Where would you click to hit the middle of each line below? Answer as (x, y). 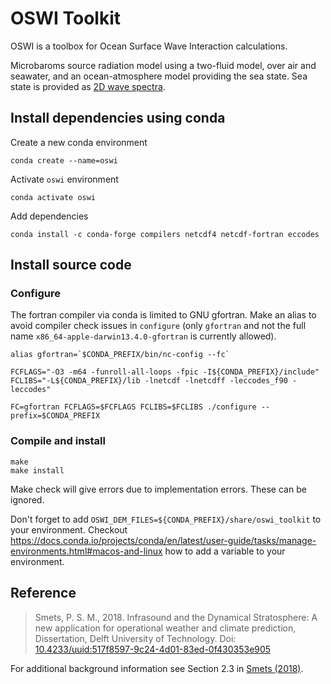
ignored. (27, 499)
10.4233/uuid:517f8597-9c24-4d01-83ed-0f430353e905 (153, 649)
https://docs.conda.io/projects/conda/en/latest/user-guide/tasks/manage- (163, 540)
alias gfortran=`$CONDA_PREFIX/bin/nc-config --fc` (120, 355)
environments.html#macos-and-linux (86, 551)
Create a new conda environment (79, 142)
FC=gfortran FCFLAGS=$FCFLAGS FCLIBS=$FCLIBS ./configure (133, 407)
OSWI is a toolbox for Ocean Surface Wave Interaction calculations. (149, 46)
